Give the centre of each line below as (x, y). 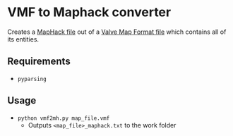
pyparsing (32, 79)
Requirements (39, 62)
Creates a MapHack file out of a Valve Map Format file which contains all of (117, 32)
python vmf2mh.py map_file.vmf (64, 118)
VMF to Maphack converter (89, 12)
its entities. (23, 39)
